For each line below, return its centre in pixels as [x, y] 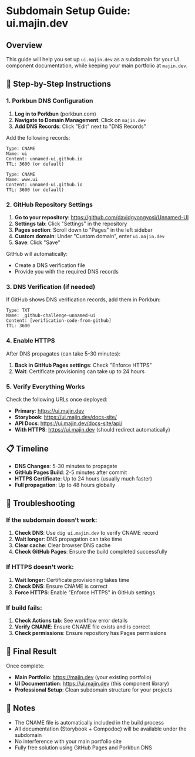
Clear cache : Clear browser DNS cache [63, 545]
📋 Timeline [27, 449]
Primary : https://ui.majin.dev [49, 410]
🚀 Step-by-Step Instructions [59, 84]
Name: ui [17, 154]
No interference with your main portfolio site [68, 741]
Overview [24, 45]
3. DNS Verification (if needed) [51, 287]
